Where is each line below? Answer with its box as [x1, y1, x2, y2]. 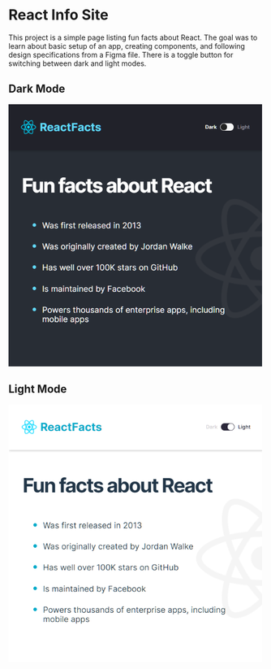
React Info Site [8, 6, 109, 24]
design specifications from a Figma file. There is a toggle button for [8, 50, 234, 59]
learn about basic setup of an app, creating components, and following [8, 41, 246, 50]
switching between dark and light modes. [8, 59, 147, 68]
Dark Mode [8, 82, 66, 96]
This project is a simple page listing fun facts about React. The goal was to [8, 33, 258, 42]
